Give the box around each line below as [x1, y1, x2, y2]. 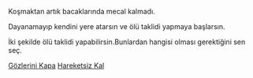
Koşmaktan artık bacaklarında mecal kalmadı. [8, 7, 155, 16]
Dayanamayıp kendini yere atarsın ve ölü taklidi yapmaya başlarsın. [8, 22, 226, 31]
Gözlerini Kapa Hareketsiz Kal [8, 61, 105, 70]
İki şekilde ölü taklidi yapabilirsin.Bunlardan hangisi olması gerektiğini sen [8, 37, 246, 46]
